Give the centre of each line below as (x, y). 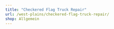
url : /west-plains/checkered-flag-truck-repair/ (57, 14)
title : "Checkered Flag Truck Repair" (46, 10)
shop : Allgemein (22, 19)
